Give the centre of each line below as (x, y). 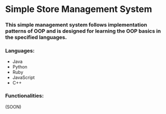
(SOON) (13, 106)
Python (20, 67)
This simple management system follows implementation (76, 25)
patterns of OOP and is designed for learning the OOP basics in (83, 31)
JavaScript (23, 77)
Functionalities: (24, 96)
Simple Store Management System (79, 9)
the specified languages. (36, 37)
